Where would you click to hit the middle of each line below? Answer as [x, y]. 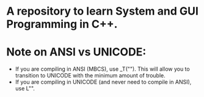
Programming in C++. [62, 24]
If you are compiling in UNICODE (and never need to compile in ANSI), [103, 82]
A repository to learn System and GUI [102, 11]
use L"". [25, 88]
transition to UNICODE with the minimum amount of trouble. [90, 76]
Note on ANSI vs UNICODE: [76, 52]
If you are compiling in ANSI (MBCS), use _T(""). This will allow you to [103, 69]
